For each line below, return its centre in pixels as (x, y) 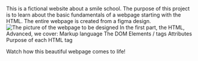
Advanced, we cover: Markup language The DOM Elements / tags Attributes (99, 34)
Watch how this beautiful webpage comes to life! (66, 52)
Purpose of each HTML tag (40, 40)
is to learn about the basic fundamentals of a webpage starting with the (94, 15)
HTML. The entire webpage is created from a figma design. (79, 21)
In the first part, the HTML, (152, 27)
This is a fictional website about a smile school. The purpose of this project (98, 9)
